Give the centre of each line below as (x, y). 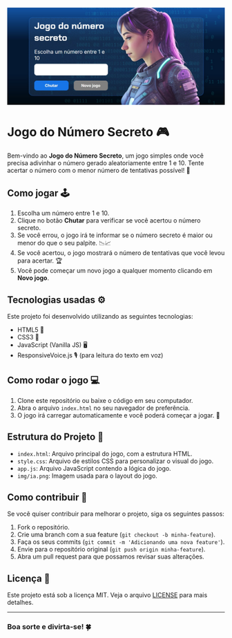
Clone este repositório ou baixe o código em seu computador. (105, 400)
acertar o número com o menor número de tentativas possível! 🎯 (99, 171)
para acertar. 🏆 (40, 261)
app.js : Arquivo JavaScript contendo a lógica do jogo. (94, 468)
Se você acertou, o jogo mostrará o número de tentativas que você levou (121, 253)
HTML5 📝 (31, 330)
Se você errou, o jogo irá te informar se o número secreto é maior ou (115, 235)
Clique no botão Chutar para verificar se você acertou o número (109, 221)
